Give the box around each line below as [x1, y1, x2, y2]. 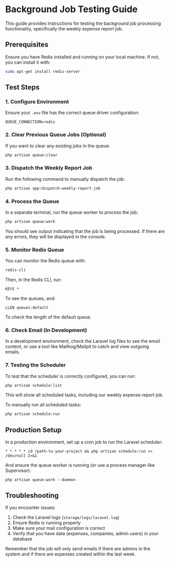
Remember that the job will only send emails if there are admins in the [5, 545, 151, 551]
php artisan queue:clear [5, 152, 58, 157]
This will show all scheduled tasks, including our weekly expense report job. [5, 392, 164, 398]
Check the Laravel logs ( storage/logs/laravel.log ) [12, 514, 120, 520]
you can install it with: [5, 59, 51, 65]
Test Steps [5, 83, 40, 92]
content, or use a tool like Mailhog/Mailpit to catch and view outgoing [5, 343, 149, 350]
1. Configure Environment [5, 98, 69, 105]
